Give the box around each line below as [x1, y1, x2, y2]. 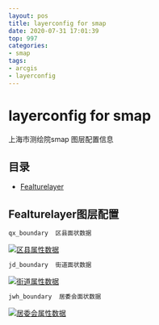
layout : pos [8, 11, 48, 20]
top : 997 [8, 34, 38, 43]
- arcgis [8, 65, 38, 73]
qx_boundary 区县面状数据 [8, 229, 92, 238]
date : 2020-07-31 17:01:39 [8, 27, 99, 35]
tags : [8, 57, 27, 65]
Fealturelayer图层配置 [8, 207, 119, 221]
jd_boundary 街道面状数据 [8, 261, 92, 269]
